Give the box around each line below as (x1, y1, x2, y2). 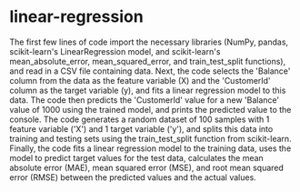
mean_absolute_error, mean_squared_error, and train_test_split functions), (9, 56, 286, 66)
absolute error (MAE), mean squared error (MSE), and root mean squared (9, 162, 285, 173)
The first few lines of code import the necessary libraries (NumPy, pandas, (9, 36, 289, 47)
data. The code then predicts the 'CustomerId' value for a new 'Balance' (9, 94, 280, 106)
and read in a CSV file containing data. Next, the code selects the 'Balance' (9, 66, 291, 76)
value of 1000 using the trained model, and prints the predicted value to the (9, 104, 292, 115)
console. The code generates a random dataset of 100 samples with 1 (9, 114, 270, 125)
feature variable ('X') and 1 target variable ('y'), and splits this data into (9, 123, 274, 134)
